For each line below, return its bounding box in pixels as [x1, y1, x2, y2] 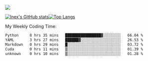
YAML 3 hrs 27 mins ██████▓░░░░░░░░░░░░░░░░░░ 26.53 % [5, 37, 143, 42]
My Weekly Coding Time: [5, 24, 57, 29]
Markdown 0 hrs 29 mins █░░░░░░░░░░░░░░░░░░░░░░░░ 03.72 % [5, 42, 143, 47]
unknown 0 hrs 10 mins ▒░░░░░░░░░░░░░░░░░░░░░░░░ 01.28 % [5, 51, 143, 56]
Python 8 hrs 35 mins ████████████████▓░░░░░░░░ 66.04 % [5, 33, 143, 38]
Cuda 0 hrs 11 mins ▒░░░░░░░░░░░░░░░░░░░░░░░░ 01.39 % [5, 47, 143, 52]
